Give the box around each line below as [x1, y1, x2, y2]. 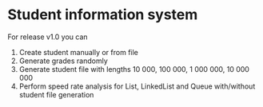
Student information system [7, 6, 198, 24]
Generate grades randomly [18, 56, 109, 65]
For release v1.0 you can [7, 32, 89, 42]
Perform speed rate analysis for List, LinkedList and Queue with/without [18, 81, 256, 91]
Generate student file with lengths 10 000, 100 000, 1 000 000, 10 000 [18, 64, 249, 73]
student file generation [18, 89, 94, 99]
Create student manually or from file [18, 47, 139, 57]
